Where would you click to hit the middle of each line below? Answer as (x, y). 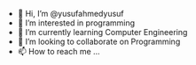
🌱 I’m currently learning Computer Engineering (102, 32)
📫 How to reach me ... (59, 51)
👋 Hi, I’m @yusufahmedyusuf (71, 14)
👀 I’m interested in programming (76, 23)
